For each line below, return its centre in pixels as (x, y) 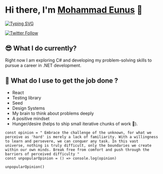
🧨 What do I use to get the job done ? (62, 81)
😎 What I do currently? (41, 48)
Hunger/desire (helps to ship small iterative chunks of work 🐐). (75, 124)
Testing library (27, 98)
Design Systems (29, 108)
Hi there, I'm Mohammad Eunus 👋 (74, 10)
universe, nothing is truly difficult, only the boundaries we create (78, 145)
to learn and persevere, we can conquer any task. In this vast (72, 141)
